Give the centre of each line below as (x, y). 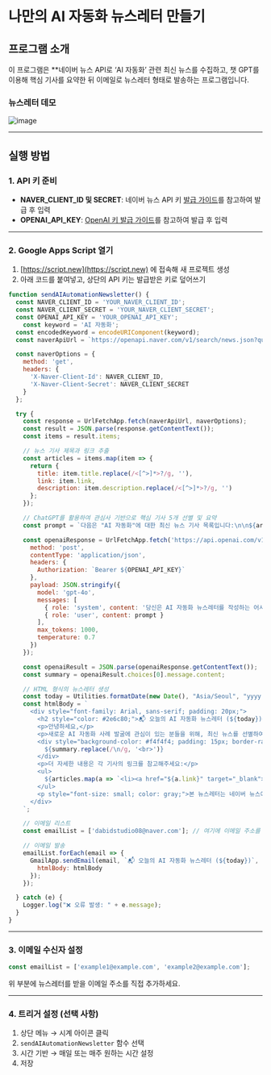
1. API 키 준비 (33, 181)
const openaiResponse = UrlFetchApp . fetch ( (97, 540)
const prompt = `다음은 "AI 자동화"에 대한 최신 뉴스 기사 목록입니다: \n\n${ (140, 525)
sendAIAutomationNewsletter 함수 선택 (82, 1043)
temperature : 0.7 (66, 638)
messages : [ (58, 600)
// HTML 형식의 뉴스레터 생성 (66, 689)
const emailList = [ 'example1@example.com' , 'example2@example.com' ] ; (129, 967)
